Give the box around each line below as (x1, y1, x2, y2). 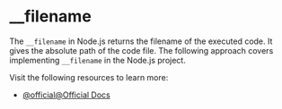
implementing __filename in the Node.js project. (9, 54, 186, 65)
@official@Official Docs (22, 89, 110, 100)
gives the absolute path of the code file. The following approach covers (9, 45, 274, 55)
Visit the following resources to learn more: (9, 71, 169, 82)
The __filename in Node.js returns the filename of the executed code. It (9, 36, 273, 46)
